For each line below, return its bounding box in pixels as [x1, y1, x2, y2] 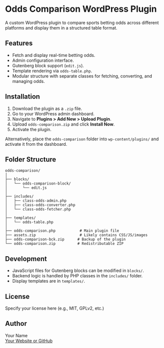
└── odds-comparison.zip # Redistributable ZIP [5, 241, 124, 246]
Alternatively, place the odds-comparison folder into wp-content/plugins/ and [5, 136, 159, 142]
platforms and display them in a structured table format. [5, 25, 117, 30]
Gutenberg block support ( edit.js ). [12, 62, 84, 68]
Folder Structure [5, 155, 56, 163]
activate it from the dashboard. [5, 141, 68, 147]
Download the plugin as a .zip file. [12, 106, 82, 111]
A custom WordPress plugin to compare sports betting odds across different [5, 20, 159, 26]
